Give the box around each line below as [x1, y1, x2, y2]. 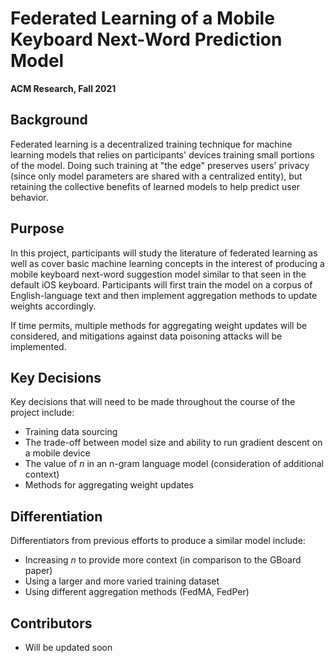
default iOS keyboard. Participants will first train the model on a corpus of [10, 278, 313, 291]
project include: [10, 407, 75, 419]
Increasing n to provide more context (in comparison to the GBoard [24, 554, 302, 566]
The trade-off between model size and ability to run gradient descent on [24, 437, 323, 449]
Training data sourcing [24, 426, 118, 438]
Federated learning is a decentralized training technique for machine [10, 138, 293, 150]
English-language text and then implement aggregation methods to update [10, 289, 318, 301]
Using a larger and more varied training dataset [24, 575, 220, 587]
